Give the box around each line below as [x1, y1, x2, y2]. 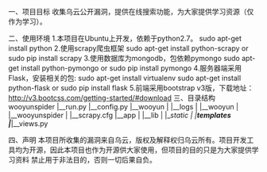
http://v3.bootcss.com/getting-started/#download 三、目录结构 [8, 94, 216, 102]
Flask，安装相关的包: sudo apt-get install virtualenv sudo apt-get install [8, 74, 242, 82]
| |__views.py [8, 119, 48, 128]
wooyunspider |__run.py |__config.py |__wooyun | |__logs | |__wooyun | [8, 102, 239, 111]
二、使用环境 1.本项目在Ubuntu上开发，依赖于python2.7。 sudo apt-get [8, 34, 242, 43]
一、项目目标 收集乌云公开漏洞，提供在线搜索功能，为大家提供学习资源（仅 [8, 7, 254, 16]
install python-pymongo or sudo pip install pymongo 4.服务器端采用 [21, 63, 242, 73]
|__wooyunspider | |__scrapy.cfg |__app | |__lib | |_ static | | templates [8, 110, 232, 120]
